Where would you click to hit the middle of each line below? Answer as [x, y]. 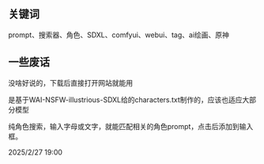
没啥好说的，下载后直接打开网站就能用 [70, 82]
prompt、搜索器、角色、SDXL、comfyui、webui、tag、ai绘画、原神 [119, 35]
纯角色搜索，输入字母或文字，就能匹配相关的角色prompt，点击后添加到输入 [131, 126]
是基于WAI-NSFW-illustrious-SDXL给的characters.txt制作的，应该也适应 [125, 99]
